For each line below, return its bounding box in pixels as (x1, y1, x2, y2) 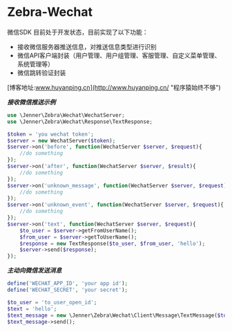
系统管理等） (17, 59, 54, 68)
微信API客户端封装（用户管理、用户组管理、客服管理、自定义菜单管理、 (17, 51, 221, 59)
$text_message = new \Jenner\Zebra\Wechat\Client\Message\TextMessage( (7, 312, 217, 319)
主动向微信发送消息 (7, 266, 62, 275)
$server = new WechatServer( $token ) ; (7, 137, 116, 144)
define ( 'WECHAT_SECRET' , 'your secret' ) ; (7, 286, 128, 294)
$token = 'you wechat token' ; (7, 131, 95, 138)
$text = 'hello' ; (7, 305, 57, 312)
